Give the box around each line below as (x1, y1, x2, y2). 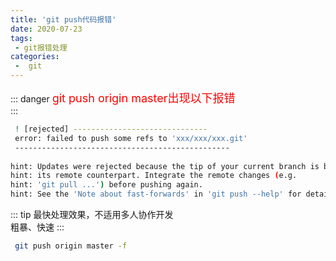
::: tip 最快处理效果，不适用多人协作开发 (10, 209, 174, 220)
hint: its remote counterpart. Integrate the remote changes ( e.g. (10, 171, 298, 181)
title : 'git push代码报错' (10, 14, 117, 25)
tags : (10, 33, 33, 43)
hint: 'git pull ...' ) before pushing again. (10, 180, 203, 190)
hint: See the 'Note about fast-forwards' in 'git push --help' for (10, 189, 302, 200)
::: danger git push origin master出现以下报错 (10, 91, 236, 105)
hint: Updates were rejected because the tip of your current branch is (10, 161, 320, 171)
